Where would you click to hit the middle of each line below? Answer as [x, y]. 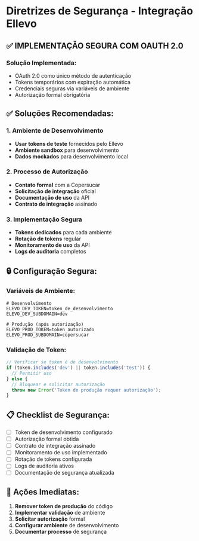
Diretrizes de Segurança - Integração [100, 11]
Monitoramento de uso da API [52, 245]
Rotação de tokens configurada [53, 459]
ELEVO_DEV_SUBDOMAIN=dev [37, 314]
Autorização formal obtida [47, 439]
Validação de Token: [36, 350]
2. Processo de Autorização [47, 172]
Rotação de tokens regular [48, 239]
